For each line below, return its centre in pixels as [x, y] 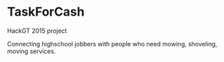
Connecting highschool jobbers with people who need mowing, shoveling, [112, 44]
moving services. [32, 51]
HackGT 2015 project [37, 31]
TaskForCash [46, 12]
